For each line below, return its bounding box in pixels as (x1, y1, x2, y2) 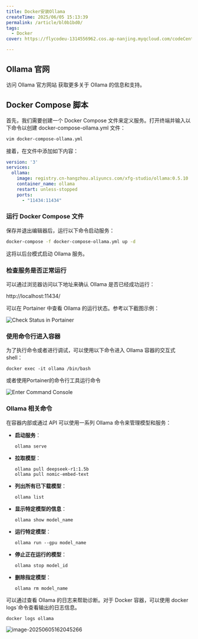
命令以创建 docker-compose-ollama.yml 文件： (11, 124, 126, 131)
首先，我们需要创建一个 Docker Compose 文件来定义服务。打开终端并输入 (6, 117, 186, 124)
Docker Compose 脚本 (6, 100, 89, 110)
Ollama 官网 (6, 64, 50, 74)
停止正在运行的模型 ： (14, 551, 67, 558)
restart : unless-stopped (16, 186, 78, 192)
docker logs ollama (6, 615, 54, 621)
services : (6, 164, 31, 171)
